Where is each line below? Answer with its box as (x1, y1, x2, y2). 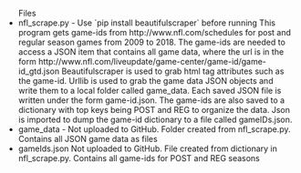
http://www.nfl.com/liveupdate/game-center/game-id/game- (37, 56, 267, 66)
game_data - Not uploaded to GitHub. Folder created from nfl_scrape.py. (17, 124, 291, 135)
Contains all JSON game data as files (17, 134, 158, 144)
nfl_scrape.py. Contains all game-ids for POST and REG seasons (17, 153, 260, 163)
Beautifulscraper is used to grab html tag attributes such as (61, 66, 285, 76)
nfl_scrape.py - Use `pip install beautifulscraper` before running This (17, 17, 276, 28)
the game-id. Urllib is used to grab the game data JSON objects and (17, 76, 274, 86)
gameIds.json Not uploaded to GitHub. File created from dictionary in (17, 143, 278, 154)
